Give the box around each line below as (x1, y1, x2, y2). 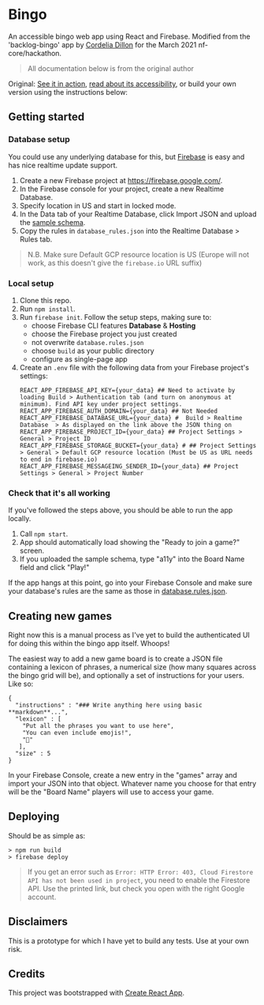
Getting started (8, 111, 85, 124)
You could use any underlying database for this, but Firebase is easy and (8, 152, 245, 161)
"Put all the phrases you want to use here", (22, 722, 175, 730)
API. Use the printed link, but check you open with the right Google (27, 883, 245, 893)
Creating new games (8, 609, 113, 623)
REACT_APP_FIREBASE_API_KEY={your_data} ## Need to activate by (19, 386, 236, 394)
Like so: (8, 679, 34, 688)
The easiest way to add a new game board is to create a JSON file (8, 654, 223, 664)
